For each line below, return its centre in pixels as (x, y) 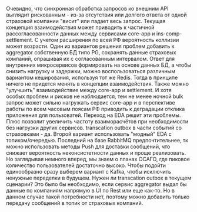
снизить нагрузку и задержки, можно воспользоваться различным (91, 71)
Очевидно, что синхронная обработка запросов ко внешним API (87, 9)
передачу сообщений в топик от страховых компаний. (75, 203)
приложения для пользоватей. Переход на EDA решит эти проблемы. (94, 115)
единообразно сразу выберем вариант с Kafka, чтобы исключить (89, 172)
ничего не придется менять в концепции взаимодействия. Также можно (98, 84)
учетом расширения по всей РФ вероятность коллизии (109, 40)
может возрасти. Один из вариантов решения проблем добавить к (90, 46)
